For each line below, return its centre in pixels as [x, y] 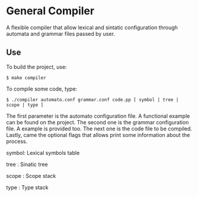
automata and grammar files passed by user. [61, 33]
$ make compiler [26, 78]
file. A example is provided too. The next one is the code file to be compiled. [99, 129]
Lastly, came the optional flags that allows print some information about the [98, 135]
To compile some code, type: [42, 89]
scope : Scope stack [31, 176]
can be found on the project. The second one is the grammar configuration [98, 122]
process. [17, 141]
